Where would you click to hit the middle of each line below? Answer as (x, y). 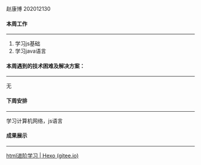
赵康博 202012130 (28, 9)
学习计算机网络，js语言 (34, 121)
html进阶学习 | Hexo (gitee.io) (42, 155)
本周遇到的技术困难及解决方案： (45, 66)
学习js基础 (28, 44)
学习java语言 (31, 51)
